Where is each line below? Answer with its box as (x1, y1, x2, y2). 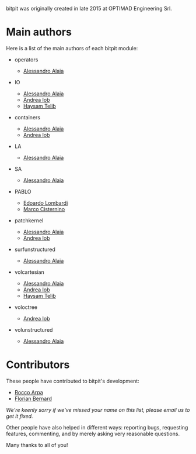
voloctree (14, 304, 38, 311)
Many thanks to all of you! (6, 441, 68, 448)
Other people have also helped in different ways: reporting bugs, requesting (6, 424, 188, 431)
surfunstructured (14, 246, 55, 253)
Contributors (6, 358, 70, 372)
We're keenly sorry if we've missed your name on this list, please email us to (6, 406, 190, 413)
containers (14, 113, 41, 121)
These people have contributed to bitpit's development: (6, 377, 140, 384)
